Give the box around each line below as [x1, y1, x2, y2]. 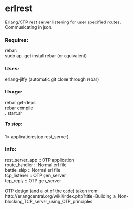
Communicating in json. [5, 24, 53, 30]
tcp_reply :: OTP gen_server [5, 178, 61, 184]
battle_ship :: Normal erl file [5, 167, 61, 173]
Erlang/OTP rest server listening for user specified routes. [5, 19, 121, 25]
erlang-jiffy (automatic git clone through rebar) [5, 76, 99, 82]
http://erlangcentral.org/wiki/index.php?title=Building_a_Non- [5, 193, 129, 199]
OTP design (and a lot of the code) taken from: [5, 188, 99, 194]
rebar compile [5, 105, 33, 111]
